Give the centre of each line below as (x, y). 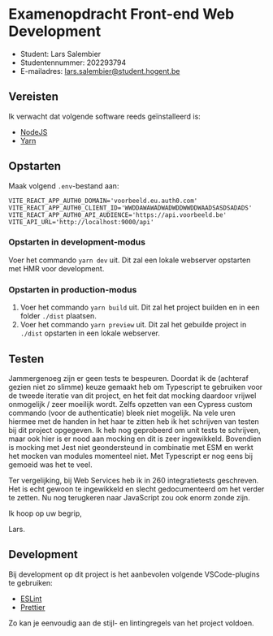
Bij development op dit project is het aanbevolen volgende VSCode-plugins (134, 574)
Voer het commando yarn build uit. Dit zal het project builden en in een (140, 307)
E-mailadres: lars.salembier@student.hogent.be (100, 71)
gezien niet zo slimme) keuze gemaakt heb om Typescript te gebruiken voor (136, 387)
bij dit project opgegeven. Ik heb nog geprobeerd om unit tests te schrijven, (135, 430)
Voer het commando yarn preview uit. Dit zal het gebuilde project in (133, 325)
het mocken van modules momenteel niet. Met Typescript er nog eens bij (131, 456)
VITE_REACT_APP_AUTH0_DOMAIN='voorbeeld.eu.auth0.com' (103, 201)
